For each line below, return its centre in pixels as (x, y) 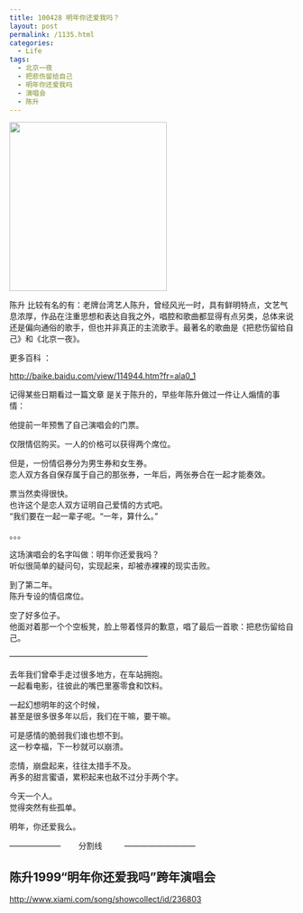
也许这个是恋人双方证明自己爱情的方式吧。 (88, 505)
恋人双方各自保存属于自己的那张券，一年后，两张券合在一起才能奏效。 (140, 475)
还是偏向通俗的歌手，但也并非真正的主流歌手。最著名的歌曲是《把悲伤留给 (147, 328)
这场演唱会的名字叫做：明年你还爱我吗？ (84, 554)
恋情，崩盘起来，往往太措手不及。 (73, 766)
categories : (32, 43)
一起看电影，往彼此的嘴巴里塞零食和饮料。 (88, 686)
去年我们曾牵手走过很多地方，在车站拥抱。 (88, 675)
